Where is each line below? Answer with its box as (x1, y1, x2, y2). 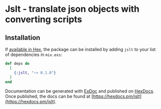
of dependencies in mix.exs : (5, 52, 63, 57)
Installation (5, 33, 40, 42)
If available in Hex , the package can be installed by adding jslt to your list (5, 47, 156, 52)
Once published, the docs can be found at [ (5, 93, 94, 99)
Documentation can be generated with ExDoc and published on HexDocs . (5, 88, 155, 94)
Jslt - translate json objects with (5, 3, 140, 15)
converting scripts (5, 14, 82, 25)
